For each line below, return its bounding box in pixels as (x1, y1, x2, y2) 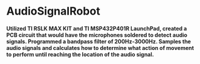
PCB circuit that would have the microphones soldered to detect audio (6, 31, 188, 38)
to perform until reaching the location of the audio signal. (6, 51, 154, 58)
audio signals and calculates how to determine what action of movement (6, 44, 194, 51)
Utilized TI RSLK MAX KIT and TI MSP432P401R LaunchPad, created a (6, 24, 187, 32)
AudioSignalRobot (6, 4, 101, 18)
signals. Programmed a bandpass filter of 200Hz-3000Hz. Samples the (6, 38, 191, 45)
